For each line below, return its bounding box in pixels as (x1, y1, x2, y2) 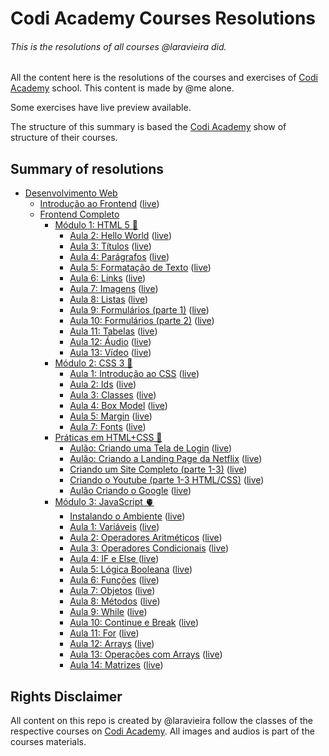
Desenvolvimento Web (24, 187, 118, 199)
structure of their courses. (10, 132, 118, 144)
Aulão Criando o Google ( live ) (69, 485, 192, 497)
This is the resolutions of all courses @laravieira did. (10, 40, 227, 52)
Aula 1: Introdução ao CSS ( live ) (69, 368, 200, 380)
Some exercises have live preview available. (10, 102, 192, 114)
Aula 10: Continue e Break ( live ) (69, 617, 200, 629)
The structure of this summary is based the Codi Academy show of (10, 121, 287, 133)
